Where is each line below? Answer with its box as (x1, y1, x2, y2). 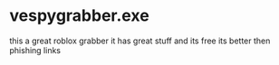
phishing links (9, 44, 62, 55)
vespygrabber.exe (9, 5, 149, 26)
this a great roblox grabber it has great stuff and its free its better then (9, 35, 271, 46)
